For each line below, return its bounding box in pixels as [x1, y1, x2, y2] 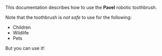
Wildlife [12, 30, 29, 35]
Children [12, 24, 31, 30]
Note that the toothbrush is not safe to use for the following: [5, 14, 132, 20]
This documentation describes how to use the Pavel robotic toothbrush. [5, 5, 157, 10]
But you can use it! [5, 45, 45, 51]
